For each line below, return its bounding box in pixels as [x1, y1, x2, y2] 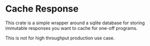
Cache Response [5, 3, 79, 15]
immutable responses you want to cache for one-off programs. [5, 25, 138, 31]
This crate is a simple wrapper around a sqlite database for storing [5, 20, 145, 26]
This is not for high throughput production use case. [5, 35, 115, 41]
